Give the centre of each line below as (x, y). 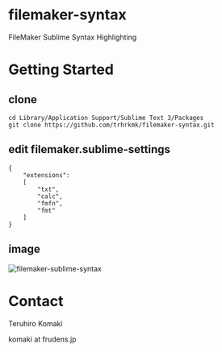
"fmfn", (50, 203)
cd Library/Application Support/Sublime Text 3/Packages (106, 118)
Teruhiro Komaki (36, 323)
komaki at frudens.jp (42, 339)
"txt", (48, 189)
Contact (36, 301)
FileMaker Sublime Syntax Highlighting (73, 37)
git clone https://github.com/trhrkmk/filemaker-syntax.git (112, 125)
